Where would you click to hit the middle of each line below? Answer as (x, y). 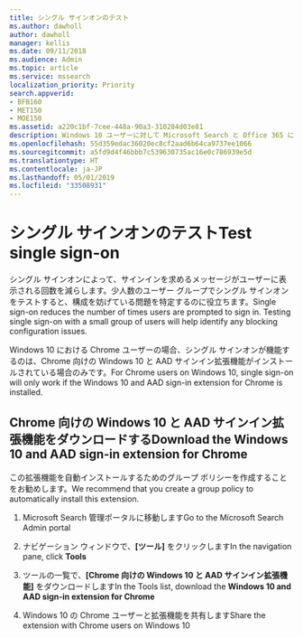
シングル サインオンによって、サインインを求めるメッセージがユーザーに (144, 279)
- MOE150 (26, 118)
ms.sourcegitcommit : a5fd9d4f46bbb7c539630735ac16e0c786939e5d (131, 152)
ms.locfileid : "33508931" (58, 186)
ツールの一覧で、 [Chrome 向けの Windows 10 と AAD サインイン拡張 (151, 575)
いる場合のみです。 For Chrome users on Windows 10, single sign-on (167, 372)
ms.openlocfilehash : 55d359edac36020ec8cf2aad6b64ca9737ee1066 (131, 144)
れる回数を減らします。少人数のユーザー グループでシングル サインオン (157, 291)
